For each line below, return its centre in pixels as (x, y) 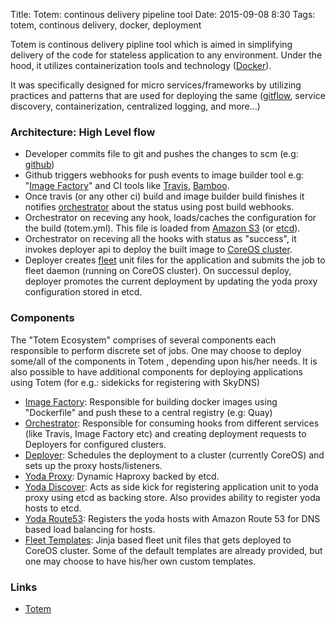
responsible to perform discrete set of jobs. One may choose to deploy (156, 350)
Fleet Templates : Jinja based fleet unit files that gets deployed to (158, 540)
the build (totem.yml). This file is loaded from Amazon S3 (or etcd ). (162, 228)
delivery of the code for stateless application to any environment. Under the (166, 55)
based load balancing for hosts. (90, 529)
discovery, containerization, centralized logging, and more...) (135, 106)
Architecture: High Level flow (83, 132)
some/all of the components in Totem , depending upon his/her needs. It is (164, 361)
